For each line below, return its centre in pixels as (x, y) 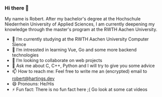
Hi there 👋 (17, 8)
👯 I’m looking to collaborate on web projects (57, 60)
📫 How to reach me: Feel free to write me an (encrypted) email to (80, 71)
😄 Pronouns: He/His (33, 84)
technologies (25, 55)
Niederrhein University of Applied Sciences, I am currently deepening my (80, 24)
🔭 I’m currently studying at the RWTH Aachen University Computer (80, 39)
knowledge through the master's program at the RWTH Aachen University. (81, 29)
